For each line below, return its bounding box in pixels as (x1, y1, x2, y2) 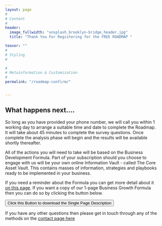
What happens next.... (5, 106, 75, 114)
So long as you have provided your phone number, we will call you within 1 (5, 119, 155, 125)
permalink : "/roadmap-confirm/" (5, 79, 71, 85)
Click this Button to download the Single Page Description (7, 200, 112, 205)
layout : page (5, 7, 32, 12)
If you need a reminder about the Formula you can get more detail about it (5, 180, 154, 185)
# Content (5, 16, 25, 21)
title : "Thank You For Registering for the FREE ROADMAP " (9, 35, 133, 40)
